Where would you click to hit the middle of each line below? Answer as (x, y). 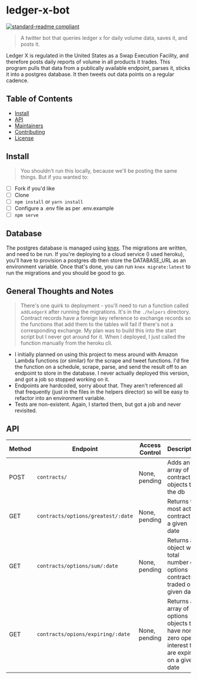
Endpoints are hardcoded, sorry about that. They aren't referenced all (98, 385)
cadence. (18, 80)
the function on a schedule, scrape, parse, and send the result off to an (101, 367)
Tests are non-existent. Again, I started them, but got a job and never (98, 404)
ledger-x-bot (38, 10)
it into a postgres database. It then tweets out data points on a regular (90, 74)
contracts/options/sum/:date (78, 566)
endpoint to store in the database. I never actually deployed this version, (102, 373)
